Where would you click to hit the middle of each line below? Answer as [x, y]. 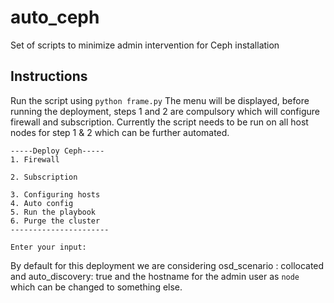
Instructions [49, 76]
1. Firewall [35, 159]
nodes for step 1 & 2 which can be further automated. [120, 132]
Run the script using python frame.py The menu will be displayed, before [160, 100]
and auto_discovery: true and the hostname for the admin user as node [155, 276]
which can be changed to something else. [96, 287]
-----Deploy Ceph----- [57, 151]
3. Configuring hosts [55, 194]
